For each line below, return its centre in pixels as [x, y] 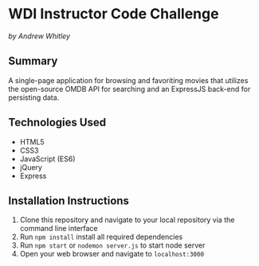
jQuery [31, 167]
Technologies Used [57, 123]
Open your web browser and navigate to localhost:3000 [112, 254]
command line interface [59, 228]
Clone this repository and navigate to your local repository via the [127, 220]
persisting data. [34, 97]
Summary [33, 61]
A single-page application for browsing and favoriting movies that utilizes [128, 80]
